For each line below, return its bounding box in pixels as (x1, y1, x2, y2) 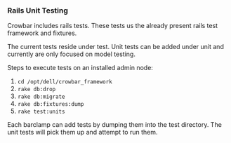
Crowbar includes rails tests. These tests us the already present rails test (7, 22, 218, 30)
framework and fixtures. (7, 29, 77, 37)
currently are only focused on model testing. (7, 50, 136, 58)
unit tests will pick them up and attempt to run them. (7, 128, 158, 137)
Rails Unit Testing (7, 6, 69, 15)
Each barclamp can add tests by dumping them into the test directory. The (7, 121, 223, 129)
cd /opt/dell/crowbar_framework (17, 79, 112, 86)
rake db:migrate (17, 93, 65, 100)
